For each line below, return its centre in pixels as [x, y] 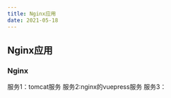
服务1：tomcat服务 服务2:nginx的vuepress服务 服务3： [87, 87]
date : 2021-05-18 [33, 20]
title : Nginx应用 [32, 14]
